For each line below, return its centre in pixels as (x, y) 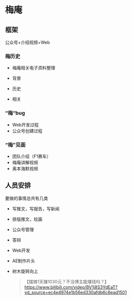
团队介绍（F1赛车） (32, 156)
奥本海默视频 (25, 168)
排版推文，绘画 (27, 219)
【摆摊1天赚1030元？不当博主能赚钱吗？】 (66, 281)
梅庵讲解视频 (25, 162)
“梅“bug (15, 113)
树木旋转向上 (25, 271)
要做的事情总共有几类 (26, 198)
